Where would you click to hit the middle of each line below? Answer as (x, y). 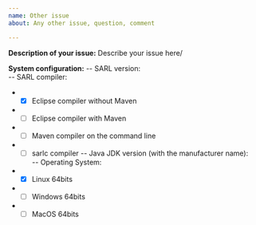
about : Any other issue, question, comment (82, 23)
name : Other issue (39, 16)
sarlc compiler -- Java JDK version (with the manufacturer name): (140, 153)
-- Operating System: (67, 162)
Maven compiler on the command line (94, 136)
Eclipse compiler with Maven (79, 118)
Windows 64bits (59, 196)
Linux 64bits (52, 179)
